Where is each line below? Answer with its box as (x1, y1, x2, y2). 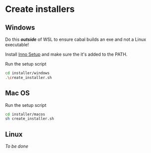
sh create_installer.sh (5, 116, 54, 121)
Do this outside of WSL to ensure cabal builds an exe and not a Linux (5, 36, 147, 42)
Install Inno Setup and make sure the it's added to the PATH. (5, 51, 128, 57)
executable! (5, 42, 29, 48)
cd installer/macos (5, 112, 46, 117)
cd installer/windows (5, 71, 50, 76)
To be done (5, 143, 29, 150)
